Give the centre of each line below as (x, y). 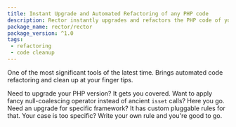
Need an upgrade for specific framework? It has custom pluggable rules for (117, 108)
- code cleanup (32, 53)
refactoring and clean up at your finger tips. (70, 80)
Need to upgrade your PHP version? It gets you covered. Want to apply (110, 93)
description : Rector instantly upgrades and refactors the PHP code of (114, 20)
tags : (15, 40)
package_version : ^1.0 (40, 33)
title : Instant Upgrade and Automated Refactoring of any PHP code (108, 14)
